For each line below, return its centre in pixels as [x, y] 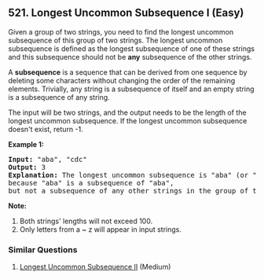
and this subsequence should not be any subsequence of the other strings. [130, 57]
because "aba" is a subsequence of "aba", [91, 183]
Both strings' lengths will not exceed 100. [86, 221]
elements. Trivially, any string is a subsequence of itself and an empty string [131, 89]
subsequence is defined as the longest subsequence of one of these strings [132, 48]
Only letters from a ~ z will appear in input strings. [101, 229]
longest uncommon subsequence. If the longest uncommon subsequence [128, 120]
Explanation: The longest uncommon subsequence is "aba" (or [128, 175]
